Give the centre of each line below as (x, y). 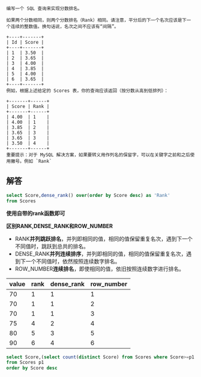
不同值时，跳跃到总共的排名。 (52, 246)
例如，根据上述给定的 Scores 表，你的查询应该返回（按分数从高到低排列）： (87, 91)
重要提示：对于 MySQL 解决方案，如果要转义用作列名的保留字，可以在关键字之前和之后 (98, 155)
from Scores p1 (25, 363)
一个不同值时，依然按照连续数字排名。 (73, 261)
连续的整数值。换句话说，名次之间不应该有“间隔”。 (64, 26)
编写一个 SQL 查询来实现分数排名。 (44, 8)
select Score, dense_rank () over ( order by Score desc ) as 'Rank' (88, 195)
